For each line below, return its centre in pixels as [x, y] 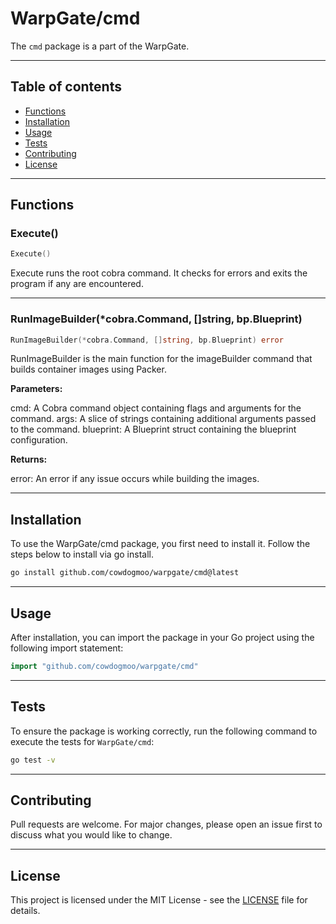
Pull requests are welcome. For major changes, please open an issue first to [166, 824]
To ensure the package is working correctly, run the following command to [164, 731]
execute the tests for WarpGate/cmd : [82, 741]
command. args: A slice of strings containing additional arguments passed [163, 419]
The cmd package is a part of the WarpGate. [100, 46]
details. [25, 911]
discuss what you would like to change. [91, 835]
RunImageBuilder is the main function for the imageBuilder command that [161, 359]
